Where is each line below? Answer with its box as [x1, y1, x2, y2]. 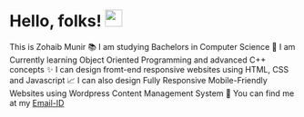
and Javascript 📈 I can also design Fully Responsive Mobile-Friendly [9, 74, 269, 85]
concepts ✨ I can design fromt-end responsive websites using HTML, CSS [9, 63, 289, 74]
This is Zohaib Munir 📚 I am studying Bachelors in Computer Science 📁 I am [9, 41, 296, 52]
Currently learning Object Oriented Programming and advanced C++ [9, 54, 267, 65]
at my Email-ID [9, 97, 65, 108]
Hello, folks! [9, 11, 102, 32]
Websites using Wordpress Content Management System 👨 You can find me [9, 87, 295, 99]
